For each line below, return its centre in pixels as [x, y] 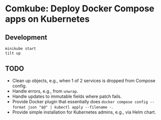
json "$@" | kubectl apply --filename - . [70, 107]
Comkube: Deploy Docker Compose [80, 9]
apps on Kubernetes [48, 19]
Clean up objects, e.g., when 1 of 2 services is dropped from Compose [84, 80]
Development [26, 37]
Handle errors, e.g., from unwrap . [45, 91]
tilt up [13, 53]
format [19, 107]
